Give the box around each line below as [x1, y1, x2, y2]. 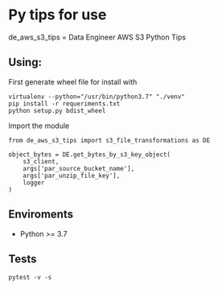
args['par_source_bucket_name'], [23, 164, 135, 172]
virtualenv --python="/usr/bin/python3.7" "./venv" [8, 93, 185, 101]
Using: [8, 56, 43, 69]
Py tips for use [8, 6, 107, 24]
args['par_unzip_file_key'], [23, 171, 121, 180]
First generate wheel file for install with [8, 76, 138, 86]
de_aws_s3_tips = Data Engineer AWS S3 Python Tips [8, 32, 187, 42]
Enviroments [8, 208, 74, 221]
